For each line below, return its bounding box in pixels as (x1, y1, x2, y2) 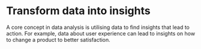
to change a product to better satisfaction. (6, 36, 111, 43)
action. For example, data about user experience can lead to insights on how (6, 30, 196, 37)
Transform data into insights (6, 4, 151, 18)
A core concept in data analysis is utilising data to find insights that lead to (6, 24, 190, 31)
